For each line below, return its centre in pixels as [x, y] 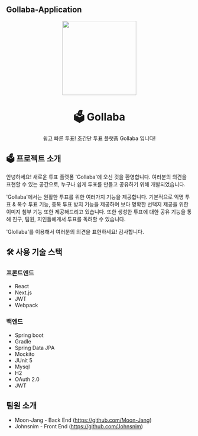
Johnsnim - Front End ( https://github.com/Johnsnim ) [79, 427]
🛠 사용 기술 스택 [34, 252]
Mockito [25, 354]
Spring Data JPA [35, 348]
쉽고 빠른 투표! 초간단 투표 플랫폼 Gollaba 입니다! [99, 138]
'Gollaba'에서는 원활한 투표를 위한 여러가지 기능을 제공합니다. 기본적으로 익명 [95, 197]
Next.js [23, 292]
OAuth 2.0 [27, 379]
